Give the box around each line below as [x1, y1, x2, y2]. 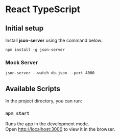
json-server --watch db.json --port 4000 [5, 70, 95, 76]
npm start [5, 111, 30, 117]
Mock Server [5, 59, 38, 66]
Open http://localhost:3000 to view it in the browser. [5, 126, 115, 132]
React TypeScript [5, 4, 81, 15]
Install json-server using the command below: [5, 37, 103, 43]
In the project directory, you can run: [5, 98, 82, 104]
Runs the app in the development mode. [5, 121, 89, 127]
